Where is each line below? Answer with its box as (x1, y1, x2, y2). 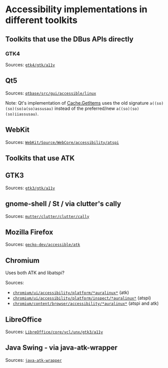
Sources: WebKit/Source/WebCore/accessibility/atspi (5, 139, 119, 145)
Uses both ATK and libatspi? (5, 269, 65, 276)
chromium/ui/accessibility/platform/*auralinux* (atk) (12, 289, 129, 296)
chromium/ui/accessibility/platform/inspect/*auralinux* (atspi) (12, 295, 152, 301)
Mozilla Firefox (5, 228, 54, 236)
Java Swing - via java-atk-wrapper (5, 344, 118, 352)
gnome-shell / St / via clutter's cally (5, 200, 122, 208)
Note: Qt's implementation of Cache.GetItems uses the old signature (5, 100, 149, 106)
